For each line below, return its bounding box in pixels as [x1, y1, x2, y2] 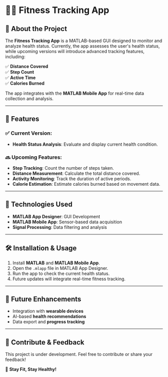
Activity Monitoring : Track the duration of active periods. [12, 175, 131, 182]
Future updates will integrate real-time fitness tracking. [12, 275, 126, 282]
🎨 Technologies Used [5, 200, 72, 209]
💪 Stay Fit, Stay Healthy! [5, 366, 56, 372]
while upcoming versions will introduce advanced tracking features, [5, 49, 145, 54]
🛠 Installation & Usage [5, 244, 77, 252]
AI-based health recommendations [12, 313, 86, 319]
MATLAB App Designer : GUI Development [12, 213, 100, 219]
